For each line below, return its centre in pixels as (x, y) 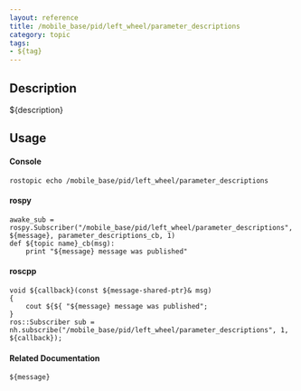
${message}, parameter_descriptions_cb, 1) (93, 235)
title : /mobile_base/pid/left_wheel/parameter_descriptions (125, 26)
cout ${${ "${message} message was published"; (117, 306)
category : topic (40, 34)
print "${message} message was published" (107, 251)
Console (26, 161)
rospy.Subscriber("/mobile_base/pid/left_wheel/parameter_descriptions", (151, 227)
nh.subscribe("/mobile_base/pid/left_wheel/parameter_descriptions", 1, (149, 330)
